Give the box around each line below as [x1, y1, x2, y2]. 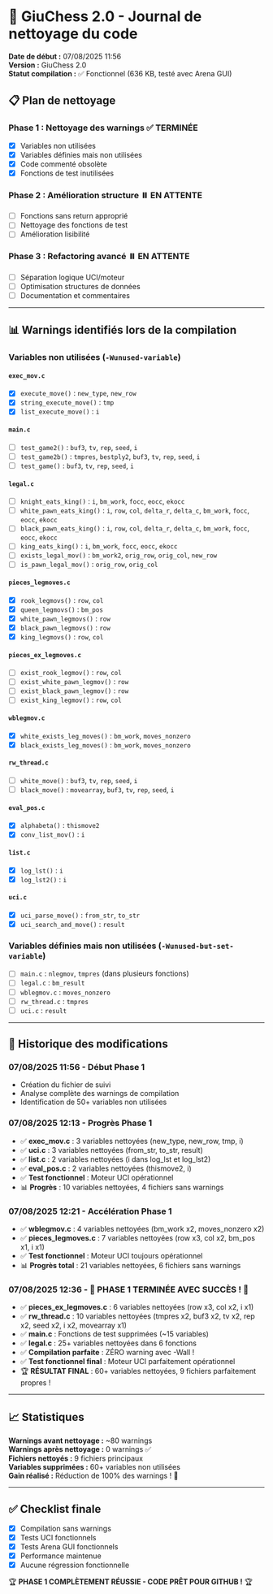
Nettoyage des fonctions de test [19, 220, 128, 230]
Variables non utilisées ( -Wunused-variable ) [8, 352, 181, 363]
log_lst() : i [19, 865, 63, 875]
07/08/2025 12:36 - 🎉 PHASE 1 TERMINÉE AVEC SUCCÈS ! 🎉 [8, 1284, 249, 1295]
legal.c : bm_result [19, 978, 85, 988]
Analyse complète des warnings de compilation [19, 1089, 180, 1098]
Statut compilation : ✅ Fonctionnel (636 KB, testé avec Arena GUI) [8, 68, 232, 78]
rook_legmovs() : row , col [19, 595, 104, 604]
